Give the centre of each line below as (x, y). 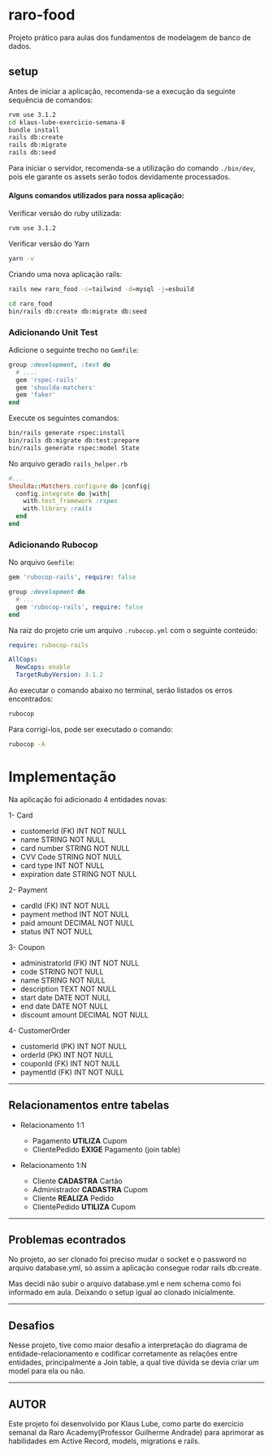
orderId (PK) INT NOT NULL (67, 1055)
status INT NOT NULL (56, 931)
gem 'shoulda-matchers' (56, 388)
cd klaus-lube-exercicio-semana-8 (67, 122)
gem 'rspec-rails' (47, 380)
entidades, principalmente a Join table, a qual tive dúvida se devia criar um (134, 1362)
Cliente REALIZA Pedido (73, 1198)
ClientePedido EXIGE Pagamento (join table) (106, 1149)
